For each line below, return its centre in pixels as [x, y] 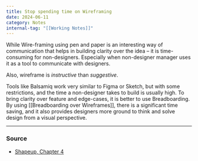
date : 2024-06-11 [27, 17]
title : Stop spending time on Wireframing [59, 11]
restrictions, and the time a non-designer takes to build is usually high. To [95, 93]
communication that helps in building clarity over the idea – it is [82, 51]
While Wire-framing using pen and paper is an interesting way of [85, 45]
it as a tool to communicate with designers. [58, 64]
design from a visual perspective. [47, 118]
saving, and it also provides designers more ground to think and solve [91, 111]
